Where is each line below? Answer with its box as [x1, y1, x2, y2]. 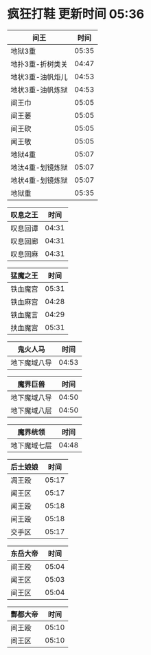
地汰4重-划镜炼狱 [10, 163, 68, 172]
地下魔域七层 [10, 441, 53, 450]
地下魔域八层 [10, 405, 53, 415]
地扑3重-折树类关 [10, 59, 68, 69]
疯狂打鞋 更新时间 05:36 [7, 6, 145, 22]
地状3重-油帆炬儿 [10, 72, 68, 81]
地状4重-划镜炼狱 [10, 175, 68, 185]
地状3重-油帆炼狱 [10, 85, 68, 94]
